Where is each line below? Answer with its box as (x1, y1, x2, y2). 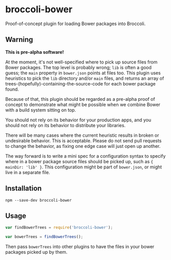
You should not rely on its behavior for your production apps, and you (5, 117, 152, 123)
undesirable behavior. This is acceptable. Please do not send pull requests (5, 137, 162, 144)
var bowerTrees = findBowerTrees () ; (5, 234, 83, 240)
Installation (5, 184, 42, 193)
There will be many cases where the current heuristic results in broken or (5, 132, 159, 138)
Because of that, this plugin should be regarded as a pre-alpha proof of (5, 96, 155, 102)
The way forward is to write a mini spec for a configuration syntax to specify (5, 153, 166, 159)
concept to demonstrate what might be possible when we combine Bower (5, 101, 161, 107)
